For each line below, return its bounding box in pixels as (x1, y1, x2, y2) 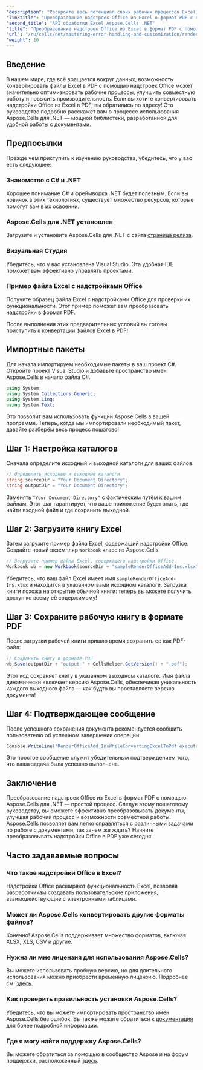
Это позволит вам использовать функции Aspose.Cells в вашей (6, 413, 170, 420)
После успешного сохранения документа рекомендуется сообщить (6, 725, 182, 732)
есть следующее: (6, 161, 51, 168)
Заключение (6, 778, 57, 788)
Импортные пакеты (6, 344, 85, 355)
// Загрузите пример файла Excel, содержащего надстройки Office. (6, 558, 177, 564)
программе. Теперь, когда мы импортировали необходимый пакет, (6, 420, 181, 427)
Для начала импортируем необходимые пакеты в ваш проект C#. (6, 360, 177, 367)
